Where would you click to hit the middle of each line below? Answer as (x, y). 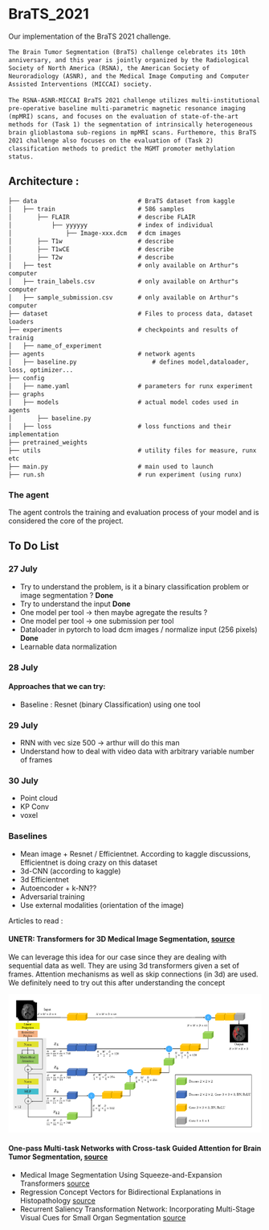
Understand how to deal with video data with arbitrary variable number (137, 751)
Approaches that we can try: (57, 687)
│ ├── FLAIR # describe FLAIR (102, 217)
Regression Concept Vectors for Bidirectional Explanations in (120, 1191)
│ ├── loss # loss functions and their (120, 426)
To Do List (34, 546)
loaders (21, 322)
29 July (23, 725)
